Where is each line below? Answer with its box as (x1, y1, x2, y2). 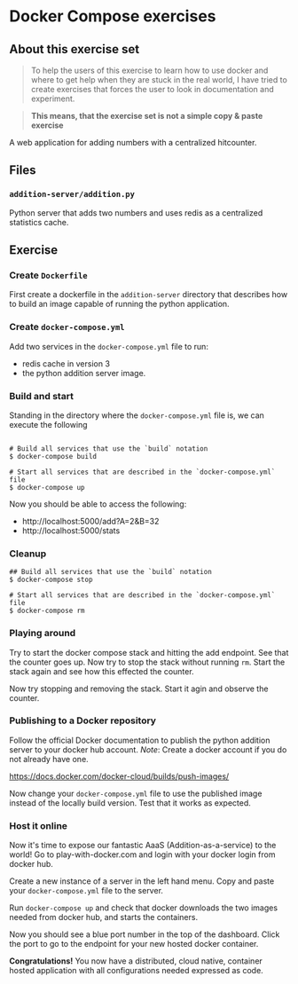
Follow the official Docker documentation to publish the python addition (9, 735, 271, 745)
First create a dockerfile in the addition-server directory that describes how (9, 289, 288, 300)
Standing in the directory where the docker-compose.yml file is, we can (9, 410, 264, 421)
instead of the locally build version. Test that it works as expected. (9, 797, 251, 808)
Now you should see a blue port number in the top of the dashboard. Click (9, 929, 280, 940)
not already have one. (9, 753, 89, 764)
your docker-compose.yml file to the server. (9, 886, 164, 896)
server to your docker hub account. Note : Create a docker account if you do (9, 744, 287, 755)
